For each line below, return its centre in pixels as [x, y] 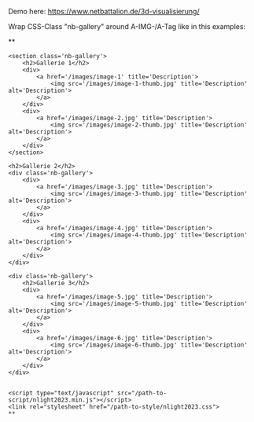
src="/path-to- [142, 393]
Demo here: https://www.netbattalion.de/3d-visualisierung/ [104, 11]
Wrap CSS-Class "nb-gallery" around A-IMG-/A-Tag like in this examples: [127, 26]
